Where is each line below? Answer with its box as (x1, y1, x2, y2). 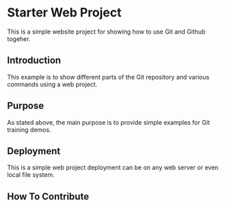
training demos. (7, 125, 51, 134)
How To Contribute (7, 191, 90, 202)
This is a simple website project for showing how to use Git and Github (7, 27, 206, 36)
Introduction (7, 55, 62, 66)
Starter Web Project (7, 5, 122, 21)
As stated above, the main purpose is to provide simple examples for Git (7, 118, 210, 126)
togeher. (7, 34, 31, 42)
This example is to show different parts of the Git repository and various (7, 73, 210, 81)
